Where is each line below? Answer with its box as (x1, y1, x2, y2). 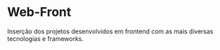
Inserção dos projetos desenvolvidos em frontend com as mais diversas (7, 27, 214, 35)
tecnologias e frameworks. (7, 34, 84, 42)
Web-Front (7, 4, 72, 20)
